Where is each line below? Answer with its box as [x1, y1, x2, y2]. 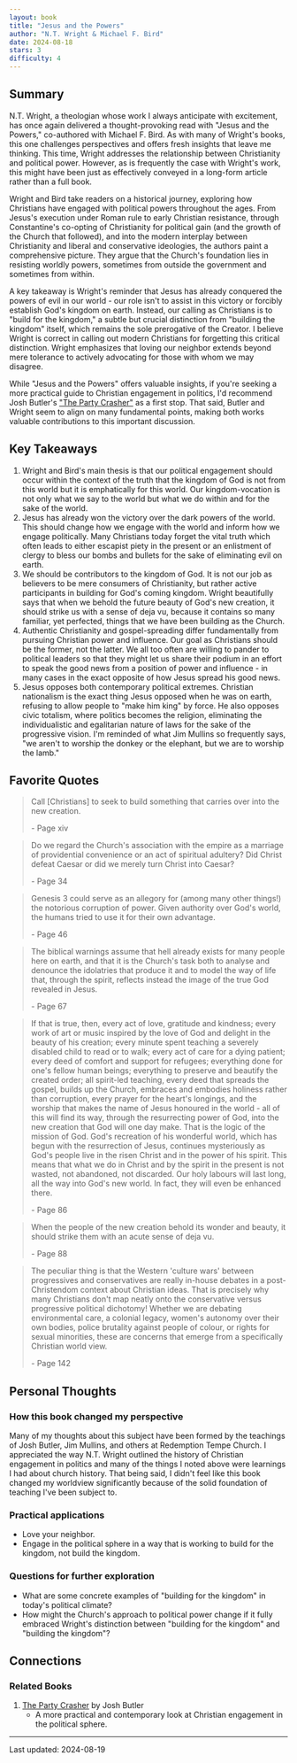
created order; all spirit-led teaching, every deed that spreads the [30, 1075, 270, 1086]
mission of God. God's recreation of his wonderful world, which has [30, 1131, 278, 1142]
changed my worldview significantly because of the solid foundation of [9, 1478, 268, 1488]
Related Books [9, 1680, 72, 1692]
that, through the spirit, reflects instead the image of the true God [30, 975, 270, 986]
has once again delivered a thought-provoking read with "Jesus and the [9, 120, 270, 130]
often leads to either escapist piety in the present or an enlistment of [21, 540, 272, 551]
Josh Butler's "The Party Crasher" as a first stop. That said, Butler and [9, 397, 265, 407]
